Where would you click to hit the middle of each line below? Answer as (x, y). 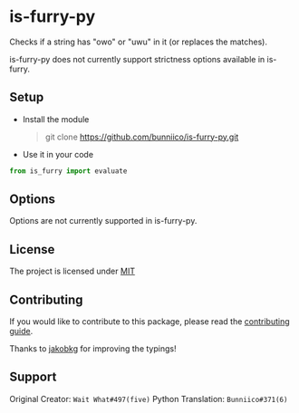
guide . (21, 331)
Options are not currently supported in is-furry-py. (103, 221)
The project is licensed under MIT (72, 271)
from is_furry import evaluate (68, 171)
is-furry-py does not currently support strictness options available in (137, 59)
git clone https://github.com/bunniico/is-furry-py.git (142, 137)
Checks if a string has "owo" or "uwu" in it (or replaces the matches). (138, 42)
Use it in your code (58, 154)
